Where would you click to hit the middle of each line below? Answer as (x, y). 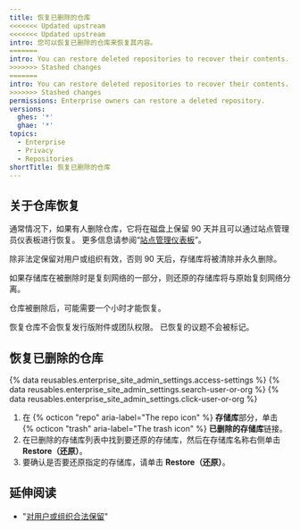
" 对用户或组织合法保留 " (65, 516)
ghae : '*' (35, 126)
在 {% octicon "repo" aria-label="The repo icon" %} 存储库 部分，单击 (150, 417)
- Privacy (35, 150)
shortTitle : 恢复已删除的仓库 (60, 167)
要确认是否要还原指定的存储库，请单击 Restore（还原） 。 (126, 462)
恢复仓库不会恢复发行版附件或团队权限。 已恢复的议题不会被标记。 (132, 327)
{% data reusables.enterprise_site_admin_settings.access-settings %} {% (145, 380)
